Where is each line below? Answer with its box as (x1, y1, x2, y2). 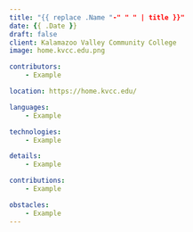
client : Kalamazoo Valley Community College (9, 37, 177, 47)
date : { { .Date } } (9, 21, 77, 30)
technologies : (9, 127, 62, 137)
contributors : (9, 62, 62, 71)
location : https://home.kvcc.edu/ (9, 87, 138, 95)
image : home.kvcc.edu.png (9, 46, 105, 55)
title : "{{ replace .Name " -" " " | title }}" (9, 12, 185, 22)
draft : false (9, 29, 58, 38)
